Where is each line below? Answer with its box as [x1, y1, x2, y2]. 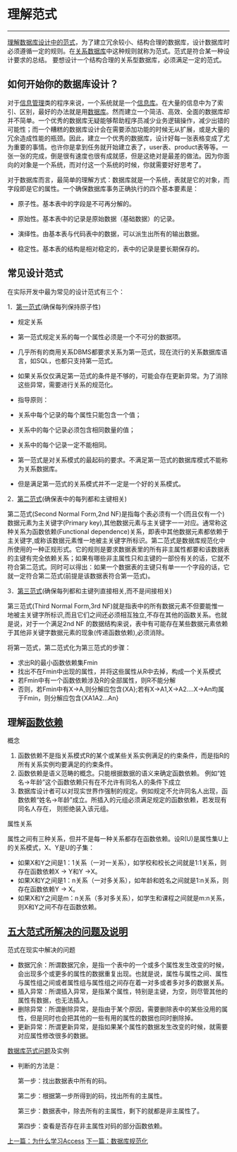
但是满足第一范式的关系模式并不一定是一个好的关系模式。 [17, 479, 185, 488]
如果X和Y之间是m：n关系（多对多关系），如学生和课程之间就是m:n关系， [17, 894, 229, 903]
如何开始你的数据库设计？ [7, 79, 119, 91]
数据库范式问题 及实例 [7, 1047, 69, 1055]
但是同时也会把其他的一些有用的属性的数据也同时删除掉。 [30, 1014, 197, 1022]
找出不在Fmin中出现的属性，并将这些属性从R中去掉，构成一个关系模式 [17, 667, 221, 675]
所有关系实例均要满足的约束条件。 [17, 760, 117, 769]
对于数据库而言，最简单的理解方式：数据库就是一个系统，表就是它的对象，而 [7, 175, 230, 184]
